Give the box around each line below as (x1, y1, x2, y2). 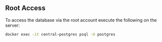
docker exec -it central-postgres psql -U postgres (5, 32, 115, 37)
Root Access (5, 4, 46, 12)
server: (5, 22, 20, 28)
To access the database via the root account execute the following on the (5, 17, 157, 23)
